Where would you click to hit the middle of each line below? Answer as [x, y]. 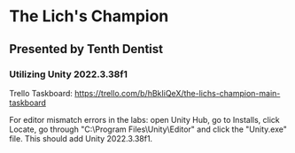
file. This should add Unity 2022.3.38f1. [81, 138]
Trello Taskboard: [41, 93]
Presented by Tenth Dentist [86, 49]
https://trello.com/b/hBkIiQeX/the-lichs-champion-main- [178, 93]
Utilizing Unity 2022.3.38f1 [69, 74]
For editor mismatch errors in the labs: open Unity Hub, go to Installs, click [145, 119]
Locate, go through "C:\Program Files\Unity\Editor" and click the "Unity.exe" [148, 129]
